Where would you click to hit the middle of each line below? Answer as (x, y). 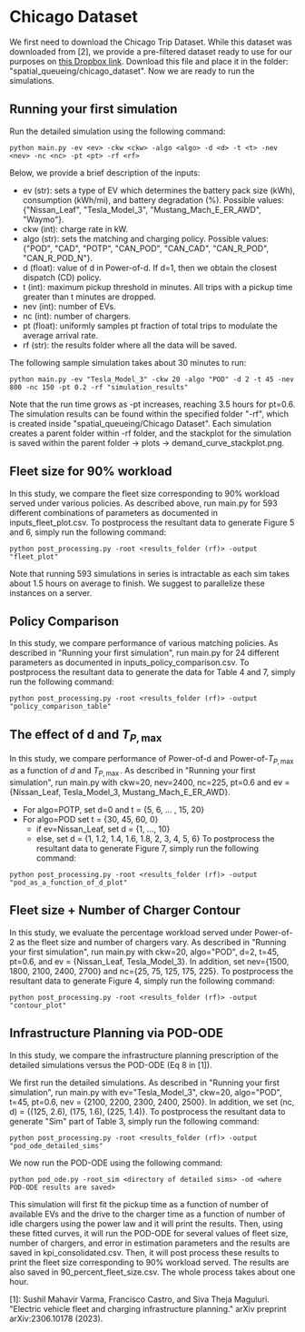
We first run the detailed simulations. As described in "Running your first (144, 1082)
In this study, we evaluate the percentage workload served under (131, 932)
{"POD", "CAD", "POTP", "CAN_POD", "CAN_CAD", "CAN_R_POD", (146, 248)
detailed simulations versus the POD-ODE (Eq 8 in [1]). (111, 1065)
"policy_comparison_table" (60, 707)
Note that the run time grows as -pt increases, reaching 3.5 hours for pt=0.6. (152, 404)
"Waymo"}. (43, 219)
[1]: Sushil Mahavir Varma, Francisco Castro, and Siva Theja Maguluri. (139, 1299)
